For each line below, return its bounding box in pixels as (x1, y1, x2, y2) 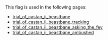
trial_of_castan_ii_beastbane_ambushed (12, 30, 94, 35)
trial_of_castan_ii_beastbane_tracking (12, 19, 89, 25)
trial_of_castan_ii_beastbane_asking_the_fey (12, 24, 103, 30)
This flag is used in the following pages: (5, 4, 87, 10)
